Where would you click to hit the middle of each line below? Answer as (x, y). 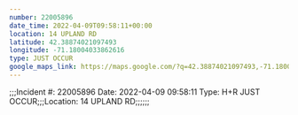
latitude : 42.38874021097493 (63, 42)
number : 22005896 (41, 17)
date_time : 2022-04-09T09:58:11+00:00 (81, 26)
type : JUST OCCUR (41, 58)
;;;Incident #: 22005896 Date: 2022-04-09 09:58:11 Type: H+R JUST (135, 92)
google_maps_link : (43, 67)
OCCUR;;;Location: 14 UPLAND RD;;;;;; (79, 101)
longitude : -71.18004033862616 (67, 50)
